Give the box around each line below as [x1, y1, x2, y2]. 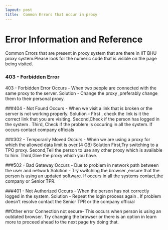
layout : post [5, 7, 33, 13]
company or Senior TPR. [5, 178, 56, 184]
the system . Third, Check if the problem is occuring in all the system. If [5, 121, 153, 127]
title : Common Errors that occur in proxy [5, 12, 98, 17]
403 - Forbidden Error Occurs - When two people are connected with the [5, 85, 157, 91]
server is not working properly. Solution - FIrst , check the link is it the [5, 110, 149, 117]
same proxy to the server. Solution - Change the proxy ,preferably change [5, 90, 158, 96]
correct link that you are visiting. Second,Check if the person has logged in [5, 116, 159, 122]
